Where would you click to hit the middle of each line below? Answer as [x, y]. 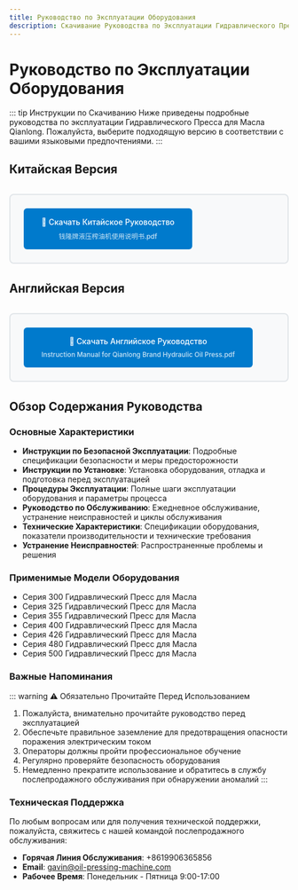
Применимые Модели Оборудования [94, 578]
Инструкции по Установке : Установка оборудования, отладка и [144, 470]
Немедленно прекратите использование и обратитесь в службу [144, 769]
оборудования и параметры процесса [94, 499]
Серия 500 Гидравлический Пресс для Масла [109, 654]
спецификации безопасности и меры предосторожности [130, 461]
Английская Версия [67, 288]
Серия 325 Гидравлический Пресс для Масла [109, 606]
